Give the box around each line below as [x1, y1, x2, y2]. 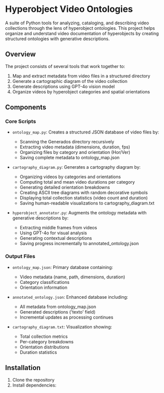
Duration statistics [19, 349, 57, 355]
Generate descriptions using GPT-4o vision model [12, 83, 115, 89]
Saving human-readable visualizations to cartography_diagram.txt [19, 200, 155, 206]
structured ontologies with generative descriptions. [5, 36, 110, 42]
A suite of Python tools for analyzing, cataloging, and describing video [5, 20, 149, 26]
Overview [5, 50, 36, 59]
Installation [5, 364, 41, 372]
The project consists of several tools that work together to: [5, 63, 125, 69]
